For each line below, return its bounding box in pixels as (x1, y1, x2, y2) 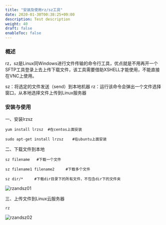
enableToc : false (5, 31, 41, 36)
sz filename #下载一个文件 (5, 157, 61, 162)
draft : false (5, 26, 32, 31)
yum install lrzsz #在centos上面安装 (5, 127, 82, 132)
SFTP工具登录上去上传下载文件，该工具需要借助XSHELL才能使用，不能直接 (5, 67, 160, 73)
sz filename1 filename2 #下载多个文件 (5, 166, 90, 172)
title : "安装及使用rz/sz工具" (5, 7, 63, 13)
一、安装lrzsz (5, 116, 33, 122)
